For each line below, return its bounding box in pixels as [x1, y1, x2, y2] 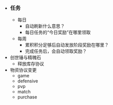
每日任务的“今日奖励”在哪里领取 [25, 29, 91, 36]
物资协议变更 [10, 67, 37, 73]
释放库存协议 [17, 61, 44, 67]
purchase [17, 94, 38, 100]
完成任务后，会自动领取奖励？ [25, 48, 87, 54]
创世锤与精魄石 [10, 54, 41, 61]
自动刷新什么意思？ [25, 23, 65, 29]
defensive [17, 78, 39, 84]
